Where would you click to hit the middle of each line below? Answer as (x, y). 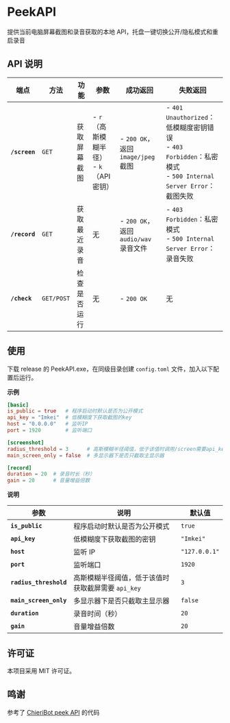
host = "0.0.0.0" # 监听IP (48, 424)
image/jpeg (137, 157)
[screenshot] (26, 443)
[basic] (18, 405)
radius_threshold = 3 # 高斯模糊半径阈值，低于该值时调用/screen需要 (107, 449)
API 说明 (25, 64)
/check (21, 298)
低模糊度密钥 (187, 127)
